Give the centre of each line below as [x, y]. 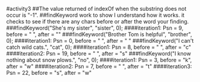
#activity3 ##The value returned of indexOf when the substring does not [96, 9]
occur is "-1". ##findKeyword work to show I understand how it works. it [95, 15]
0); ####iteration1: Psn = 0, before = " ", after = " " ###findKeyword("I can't [100, 41]
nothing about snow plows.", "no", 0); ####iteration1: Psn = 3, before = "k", [99, 60]
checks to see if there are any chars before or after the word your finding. [98, 21]
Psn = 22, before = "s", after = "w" [49, 73]
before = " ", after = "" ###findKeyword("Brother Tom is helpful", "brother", [99, 34]
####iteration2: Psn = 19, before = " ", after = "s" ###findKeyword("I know [99, 53]
